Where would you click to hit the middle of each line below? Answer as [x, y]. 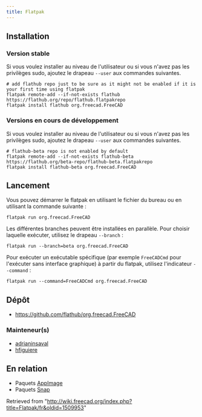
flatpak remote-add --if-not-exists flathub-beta [70, 157]
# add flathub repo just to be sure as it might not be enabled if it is [101, 84]
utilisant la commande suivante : [46, 207]
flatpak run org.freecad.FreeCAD [48, 218]
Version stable [28, 53]
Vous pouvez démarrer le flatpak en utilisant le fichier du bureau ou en [94, 200]
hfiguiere [26, 350]
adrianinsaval [31, 343]
